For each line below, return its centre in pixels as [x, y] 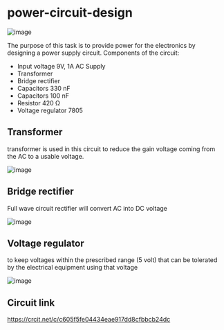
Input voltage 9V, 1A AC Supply [61, 66]
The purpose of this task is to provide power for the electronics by [101, 45]
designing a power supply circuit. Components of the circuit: [93, 53]
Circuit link [31, 303]
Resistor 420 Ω [39, 103]
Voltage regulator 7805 [50, 110]
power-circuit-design [70, 13]
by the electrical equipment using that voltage [73, 268]
